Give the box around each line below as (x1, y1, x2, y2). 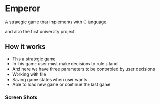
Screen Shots (5, 94, 38, 101)
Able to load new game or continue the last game (12, 82, 111, 87)
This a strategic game (12, 56, 56, 62)
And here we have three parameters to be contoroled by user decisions (12, 66, 155, 72)
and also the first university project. (5, 28, 76, 34)
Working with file (12, 71, 46, 77)
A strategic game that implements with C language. (5, 19, 108, 25)
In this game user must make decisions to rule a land (12, 61, 118, 66)
